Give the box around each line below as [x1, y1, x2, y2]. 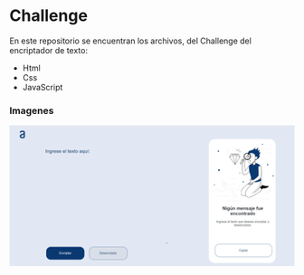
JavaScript [22, 81, 63, 92]
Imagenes [9, 104, 54, 117]
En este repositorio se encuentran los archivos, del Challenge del [9, 35, 252, 46]
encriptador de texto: [9, 44, 89, 55]
